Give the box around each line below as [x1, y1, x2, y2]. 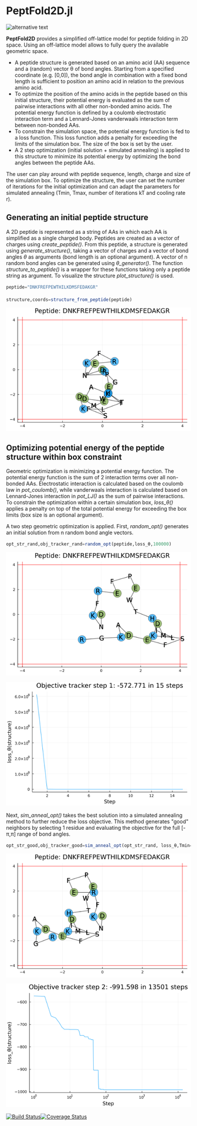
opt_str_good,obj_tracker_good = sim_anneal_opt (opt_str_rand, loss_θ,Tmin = [6, 843, 193, 849]
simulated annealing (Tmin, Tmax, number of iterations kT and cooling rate [6, 189, 186, 196]
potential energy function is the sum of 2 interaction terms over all [6, 474, 166, 481]
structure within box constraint [6, 452, 122, 462]
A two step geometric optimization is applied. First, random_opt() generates [6, 523, 189, 530]
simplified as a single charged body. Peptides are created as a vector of [6, 234, 180, 241]
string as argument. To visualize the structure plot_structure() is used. [6, 272, 174, 279]
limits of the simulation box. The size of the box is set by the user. [14, 140, 173, 147]
